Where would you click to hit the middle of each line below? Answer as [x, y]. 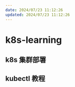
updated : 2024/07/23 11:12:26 [38, 15]
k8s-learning [34, 40]
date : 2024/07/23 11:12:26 [34, 10]
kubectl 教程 [25, 79]
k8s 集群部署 [26, 60]
